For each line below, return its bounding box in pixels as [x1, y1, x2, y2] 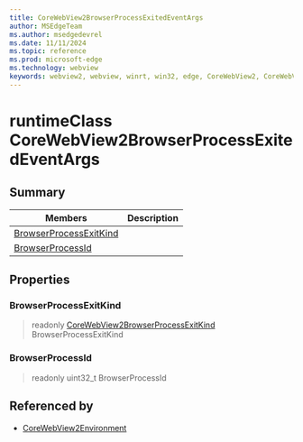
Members [44, 211, 87, 224]
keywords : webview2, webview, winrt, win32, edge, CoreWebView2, [9, 72, 260, 81]
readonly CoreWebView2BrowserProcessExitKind [31, 319, 216, 330]
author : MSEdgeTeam [9, 22, 83, 31]
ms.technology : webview [9, 64, 99, 73]
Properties [9, 272, 70, 288]
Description [127, 211, 179, 224]
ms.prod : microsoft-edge [9, 55, 103, 64]
